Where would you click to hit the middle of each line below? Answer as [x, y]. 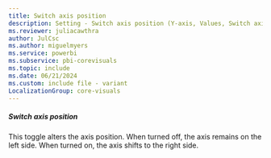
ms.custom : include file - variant [68, 83]
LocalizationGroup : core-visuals [65, 91]
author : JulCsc [34, 38]
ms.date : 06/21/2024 [43, 76]
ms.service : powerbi [43, 53]
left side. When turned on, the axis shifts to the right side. [104, 145]
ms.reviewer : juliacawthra [54, 31]
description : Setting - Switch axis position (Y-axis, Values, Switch [129, 23]
